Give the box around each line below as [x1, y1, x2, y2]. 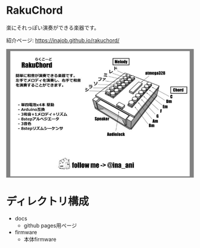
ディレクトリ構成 [6, 194, 89, 208]
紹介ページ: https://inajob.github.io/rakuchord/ [6, 36, 120, 44]
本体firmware [23, 235, 57, 243]
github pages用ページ [23, 222, 77, 229]
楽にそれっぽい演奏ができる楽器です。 [6, 24, 100, 31]
